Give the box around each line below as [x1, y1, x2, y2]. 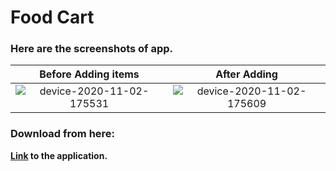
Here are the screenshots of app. [10, 42, 174, 56]
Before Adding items [39, 67, 140, 81]
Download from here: [10, 127, 116, 141]
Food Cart [10, 6, 95, 29]
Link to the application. [10, 149, 108, 161]
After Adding [215, 67, 278, 81]
